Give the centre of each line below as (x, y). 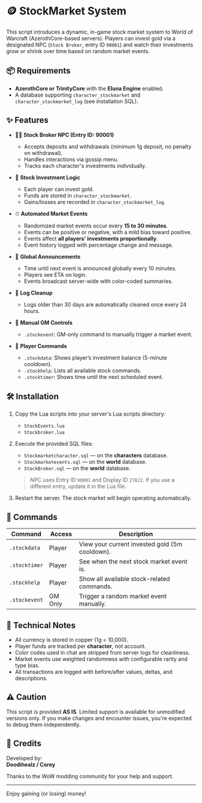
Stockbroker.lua (44, 433)
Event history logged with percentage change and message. (99, 245)
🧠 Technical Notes (41, 625)
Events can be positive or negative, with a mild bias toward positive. (108, 232)
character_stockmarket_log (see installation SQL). (76, 101)
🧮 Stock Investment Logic (47, 177)
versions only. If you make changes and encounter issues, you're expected (99, 718)
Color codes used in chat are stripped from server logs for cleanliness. (103, 652)
